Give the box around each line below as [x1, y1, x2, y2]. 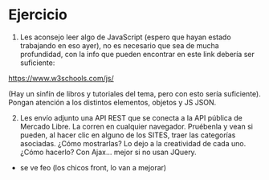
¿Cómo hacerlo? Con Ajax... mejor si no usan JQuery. [19, 147, 197, 157]
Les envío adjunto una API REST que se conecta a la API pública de [19, 112, 243, 122]
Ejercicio [8, 6, 68, 24]
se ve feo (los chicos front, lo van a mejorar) [19, 162, 167, 172]
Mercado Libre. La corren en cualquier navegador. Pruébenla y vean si [19, 121, 253, 131]
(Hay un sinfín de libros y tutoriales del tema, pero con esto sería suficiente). [8, 88, 261, 98]
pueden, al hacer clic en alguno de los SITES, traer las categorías [19, 130, 236, 140]
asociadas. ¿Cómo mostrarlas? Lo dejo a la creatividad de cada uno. [19, 138, 247, 148]
